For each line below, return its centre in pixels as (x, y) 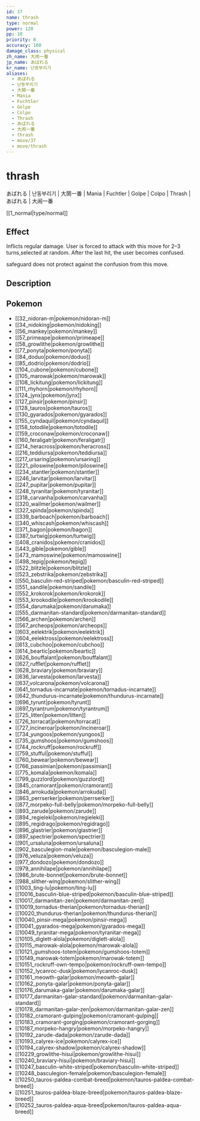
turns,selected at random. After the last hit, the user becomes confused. (95, 253)
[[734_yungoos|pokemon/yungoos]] (59, 734)
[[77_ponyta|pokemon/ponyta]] (53, 350)
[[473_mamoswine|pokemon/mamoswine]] (68, 555)
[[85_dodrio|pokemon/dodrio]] (53, 363)
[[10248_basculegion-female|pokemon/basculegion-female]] (90, 1073)
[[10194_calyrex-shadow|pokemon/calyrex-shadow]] (80, 1048)
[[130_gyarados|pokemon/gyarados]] (61, 414)
